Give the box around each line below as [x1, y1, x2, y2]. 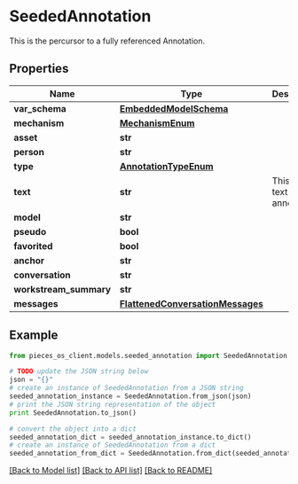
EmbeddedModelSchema [119, 102, 229, 114]
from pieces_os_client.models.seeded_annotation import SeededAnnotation [9, 351, 288, 360]
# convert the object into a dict [9, 424, 137, 433]
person [13, 145, 44, 158]
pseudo [13, 225, 47, 238]
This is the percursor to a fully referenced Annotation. [9, 35, 206, 46]
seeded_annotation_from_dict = [9, 449, 125, 458]
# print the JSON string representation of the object [9, 400, 216, 409]
